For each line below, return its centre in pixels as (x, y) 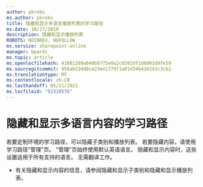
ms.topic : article (30, 57)
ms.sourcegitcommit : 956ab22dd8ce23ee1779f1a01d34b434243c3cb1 (89, 69)
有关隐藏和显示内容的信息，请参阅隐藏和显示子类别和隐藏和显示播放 (101, 170)
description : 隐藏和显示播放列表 (45, 35)
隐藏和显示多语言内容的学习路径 (87, 124)
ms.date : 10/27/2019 (33, 29)
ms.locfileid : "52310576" (39, 92)
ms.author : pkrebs (30, 18)
